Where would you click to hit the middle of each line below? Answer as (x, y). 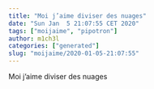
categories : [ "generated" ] (54, 46)
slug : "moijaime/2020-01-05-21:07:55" (74, 53)
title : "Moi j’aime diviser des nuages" (78, 16)
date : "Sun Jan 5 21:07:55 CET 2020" (74, 23)
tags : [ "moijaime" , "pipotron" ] (63, 31)
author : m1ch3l (34, 38)
